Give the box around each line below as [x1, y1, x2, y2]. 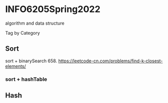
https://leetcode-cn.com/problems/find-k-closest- [58, 58, 163, 64]
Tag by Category [5, 30, 40, 36]
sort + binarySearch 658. [5, 58, 58, 64]
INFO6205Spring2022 [5, 4, 101, 15]
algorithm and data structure [5, 20, 65, 26]
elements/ [5, 63, 26, 69]
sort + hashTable [5, 75, 47, 82]
